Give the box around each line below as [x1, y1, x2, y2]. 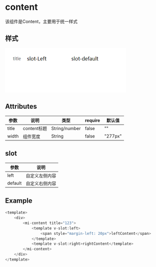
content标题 [23, 126, 47, 132]
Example [5, 196, 33, 205]
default [7, 180, 22, 186]
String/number [51, 125, 81, 131]
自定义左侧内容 [26, 173, 57, 178]
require [84, 117, 100, 123]
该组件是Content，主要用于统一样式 [5, 18, 78, 24]
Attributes [5, 102, 37, 111]
